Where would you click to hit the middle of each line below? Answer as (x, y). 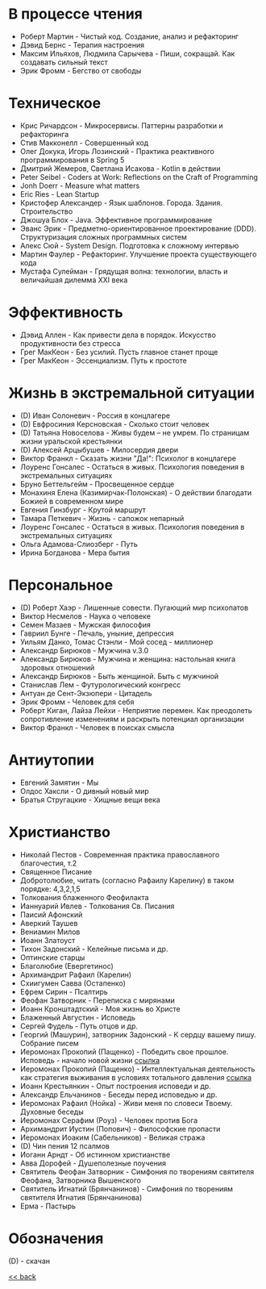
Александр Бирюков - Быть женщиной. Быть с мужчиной (119, 676)
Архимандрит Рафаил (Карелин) (75, 974)
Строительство (46, 211)
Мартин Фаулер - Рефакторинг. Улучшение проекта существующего (138, 254)
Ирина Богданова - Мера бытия (75, 553)
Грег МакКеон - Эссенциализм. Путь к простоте (103, 361)
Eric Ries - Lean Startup (59, 194)
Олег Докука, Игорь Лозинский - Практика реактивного (117, 151)
